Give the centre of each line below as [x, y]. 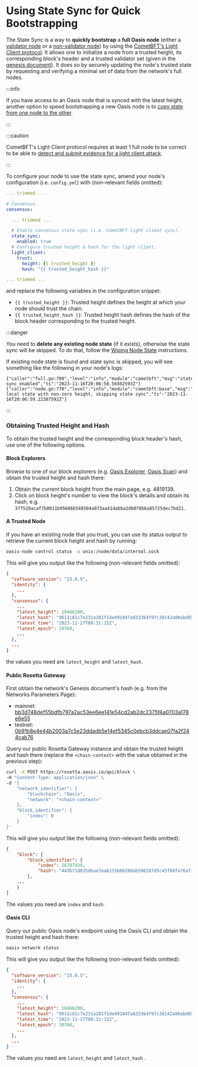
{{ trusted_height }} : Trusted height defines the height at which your [100, 303]
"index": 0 [41, 816]
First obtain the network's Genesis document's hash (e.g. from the [87, 688]
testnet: [24, 725]
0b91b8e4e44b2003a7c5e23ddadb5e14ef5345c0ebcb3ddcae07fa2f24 [102, 731]
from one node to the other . [39, 113]
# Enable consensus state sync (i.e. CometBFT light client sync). [96, 231]
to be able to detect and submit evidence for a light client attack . [85, 153]
